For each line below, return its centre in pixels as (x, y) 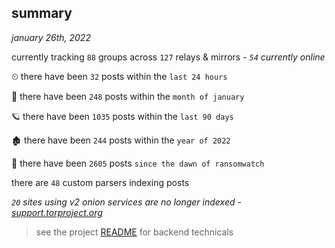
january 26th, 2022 (51, 37)
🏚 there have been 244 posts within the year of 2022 (121, 140)
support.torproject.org (57, 212)
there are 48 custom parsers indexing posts (100, 182)
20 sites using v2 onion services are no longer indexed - (126, 202)
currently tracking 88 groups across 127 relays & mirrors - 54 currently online (168, 57)
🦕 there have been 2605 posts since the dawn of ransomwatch (138, 163)
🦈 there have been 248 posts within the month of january (128, 96)
